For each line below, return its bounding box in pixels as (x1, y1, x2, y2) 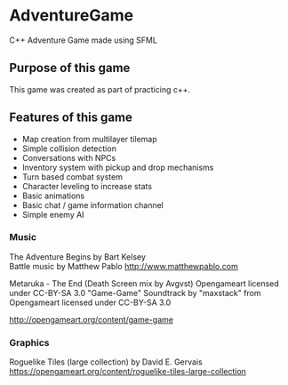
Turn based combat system (21, 171, 123, 182)
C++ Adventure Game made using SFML (9, 35, 158, 45)
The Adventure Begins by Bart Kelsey (9, 251, 147, 262)
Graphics (9, 336, 50, 349)
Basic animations (21, 190, 85, 201)
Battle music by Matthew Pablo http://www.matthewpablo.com (9, 261, 238, 271)
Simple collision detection (21, 143, 117, 154)
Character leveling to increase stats (21, 180, 153, 191)
